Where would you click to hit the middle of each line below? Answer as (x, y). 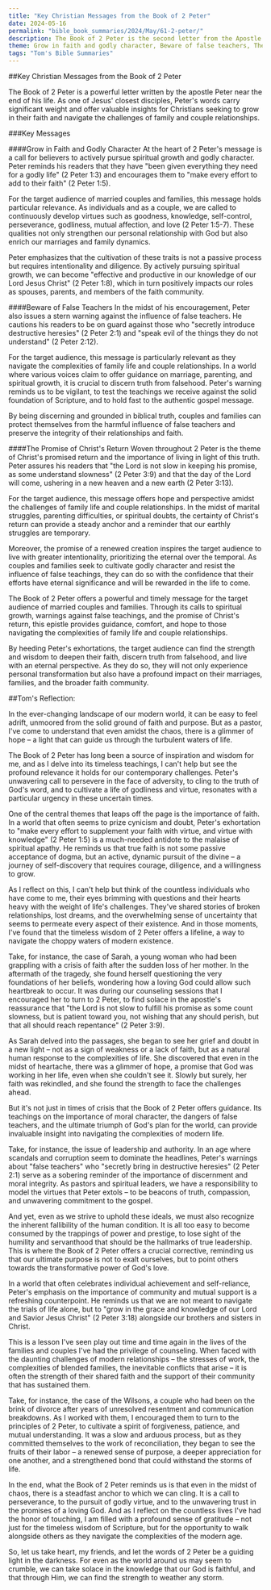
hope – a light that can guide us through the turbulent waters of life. (120, 740)
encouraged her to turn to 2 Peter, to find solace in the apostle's (115, 999)
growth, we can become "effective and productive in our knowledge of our (132, 274)
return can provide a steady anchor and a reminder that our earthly (120, 524)
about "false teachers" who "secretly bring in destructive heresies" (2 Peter (134, 1166)
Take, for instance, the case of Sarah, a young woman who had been (123, 956)
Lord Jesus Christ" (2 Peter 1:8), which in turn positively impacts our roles (131, 283)
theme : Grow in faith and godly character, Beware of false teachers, (129, 46)
